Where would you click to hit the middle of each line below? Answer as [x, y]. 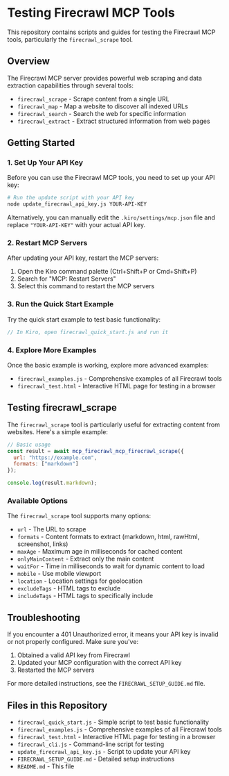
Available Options [37, 500]
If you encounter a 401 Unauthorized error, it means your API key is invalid [113, 634]
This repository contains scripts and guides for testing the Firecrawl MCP [111, 32]
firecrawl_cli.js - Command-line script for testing [91, 744]
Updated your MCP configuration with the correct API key [99, 663]
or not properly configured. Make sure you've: [73, 642]
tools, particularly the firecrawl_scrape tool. [70, 39]
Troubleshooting [44, 617]
